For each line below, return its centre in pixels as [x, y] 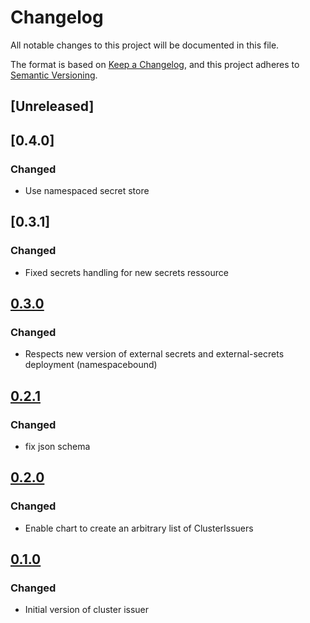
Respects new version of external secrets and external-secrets [154, 354]
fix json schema [57, 447]
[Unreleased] [52, 106]
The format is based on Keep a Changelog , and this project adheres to [155, 64]
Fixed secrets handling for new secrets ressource [126, 272]
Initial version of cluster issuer [87, 610]
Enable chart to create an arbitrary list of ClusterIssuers [139, 528]
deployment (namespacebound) [91, 365]
